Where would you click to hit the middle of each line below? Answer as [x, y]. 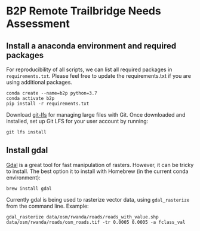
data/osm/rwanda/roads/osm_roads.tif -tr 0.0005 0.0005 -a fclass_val [96, 222]
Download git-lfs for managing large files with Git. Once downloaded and [96, 115]
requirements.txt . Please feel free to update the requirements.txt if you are [99, 76]
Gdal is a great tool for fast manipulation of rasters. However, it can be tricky [100, 165]
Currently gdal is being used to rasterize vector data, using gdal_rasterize [98, 199]
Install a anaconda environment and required [91, 46]
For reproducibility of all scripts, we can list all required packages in [89, 69]
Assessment [38, 24]
